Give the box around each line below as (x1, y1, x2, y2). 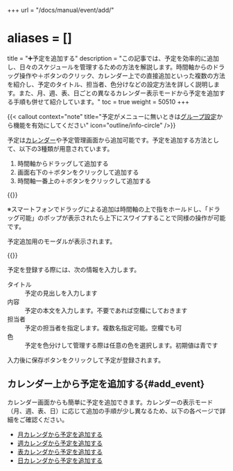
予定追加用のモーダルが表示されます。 (7, 237, 116, 246)
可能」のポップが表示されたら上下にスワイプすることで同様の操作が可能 (19, 214, 226, 222)
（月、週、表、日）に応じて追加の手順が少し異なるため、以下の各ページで (7, 406, 220, 415)
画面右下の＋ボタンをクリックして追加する (17, 168, 139, 176)
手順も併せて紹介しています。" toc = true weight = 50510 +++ (12, 97, 189, 106)
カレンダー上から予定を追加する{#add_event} (7, 378, 205, 390)
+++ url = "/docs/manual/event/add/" (7, 6, 114, 14)
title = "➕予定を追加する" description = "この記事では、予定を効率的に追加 (7, 54, 220, 62)
